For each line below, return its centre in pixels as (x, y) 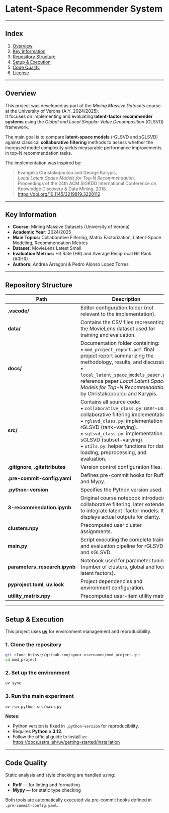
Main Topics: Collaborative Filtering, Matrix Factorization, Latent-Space (87, 238)
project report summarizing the (117, 356)
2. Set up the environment (37, 672)
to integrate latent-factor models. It (122, 511)
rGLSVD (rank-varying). (109, 427)
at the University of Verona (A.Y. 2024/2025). (52, 111)
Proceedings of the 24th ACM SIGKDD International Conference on (87, 183)
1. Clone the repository (33, 644)
